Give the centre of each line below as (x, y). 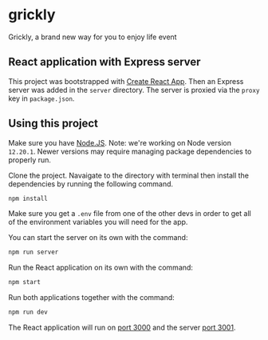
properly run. (30, 160)
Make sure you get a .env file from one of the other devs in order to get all (130, 214)
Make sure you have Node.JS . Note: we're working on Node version (120, 142)
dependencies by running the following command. (91, 184)
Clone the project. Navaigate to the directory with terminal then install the (129, 175)
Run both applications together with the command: (92, 298)
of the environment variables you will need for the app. (98, 222)
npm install (28, 198)
